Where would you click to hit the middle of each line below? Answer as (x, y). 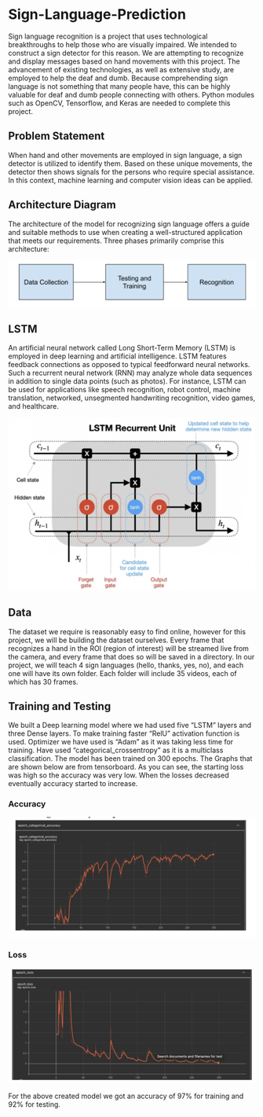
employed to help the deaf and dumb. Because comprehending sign (118, 78)
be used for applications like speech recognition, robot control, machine (124, 390)
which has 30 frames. (43, 682)
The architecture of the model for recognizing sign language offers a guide (129, 224)
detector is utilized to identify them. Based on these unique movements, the (130, 164)
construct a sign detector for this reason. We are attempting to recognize (126, 53)
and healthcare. (33, 406)
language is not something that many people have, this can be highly (119, 86)
